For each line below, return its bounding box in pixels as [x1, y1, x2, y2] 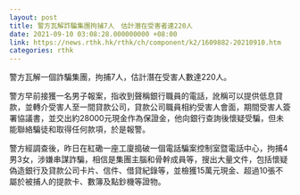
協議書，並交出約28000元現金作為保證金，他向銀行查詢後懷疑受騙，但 [16, 113, 277, 124]
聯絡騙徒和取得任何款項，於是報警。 [16, 124, 150, 134]
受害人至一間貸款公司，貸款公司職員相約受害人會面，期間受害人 [47, 102, 283, 112]
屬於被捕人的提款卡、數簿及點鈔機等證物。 [9, 176, 166, 187]
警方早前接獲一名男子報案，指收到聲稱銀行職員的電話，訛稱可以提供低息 [9, 91, 275, 102]
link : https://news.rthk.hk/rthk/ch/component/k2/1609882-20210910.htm [9, 37, 281, 47]
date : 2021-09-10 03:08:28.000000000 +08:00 [9, 29, 178, 38]
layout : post [9, 12, 58, 22]
